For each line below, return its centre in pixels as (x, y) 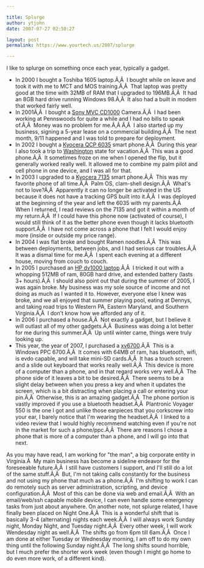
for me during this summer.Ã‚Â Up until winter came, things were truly (103, 333)
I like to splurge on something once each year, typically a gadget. (88, 68)
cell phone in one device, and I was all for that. (73, 171)
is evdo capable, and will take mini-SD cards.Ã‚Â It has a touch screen (104, 359)
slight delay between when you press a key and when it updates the (100, 384)
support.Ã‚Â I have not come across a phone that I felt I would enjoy (101, 229)
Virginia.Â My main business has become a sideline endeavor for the (93, 461)
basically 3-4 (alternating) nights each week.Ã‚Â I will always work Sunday (100, 520)
